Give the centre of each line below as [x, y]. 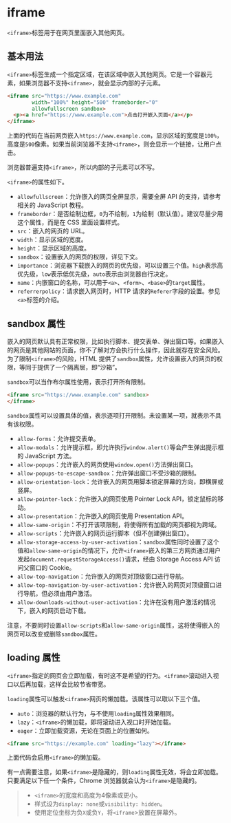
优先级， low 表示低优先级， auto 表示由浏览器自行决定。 [94, 274]
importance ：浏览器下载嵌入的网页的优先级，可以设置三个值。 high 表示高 [120, 266]
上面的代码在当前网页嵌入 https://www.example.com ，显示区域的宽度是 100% [112, 136]
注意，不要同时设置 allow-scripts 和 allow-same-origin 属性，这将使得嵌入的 [113, 625]
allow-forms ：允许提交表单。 [58, 438]
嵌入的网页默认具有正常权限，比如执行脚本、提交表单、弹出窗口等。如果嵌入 [115, 341]
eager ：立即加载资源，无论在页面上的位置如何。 [85, 730]
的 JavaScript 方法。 [46, 456]
